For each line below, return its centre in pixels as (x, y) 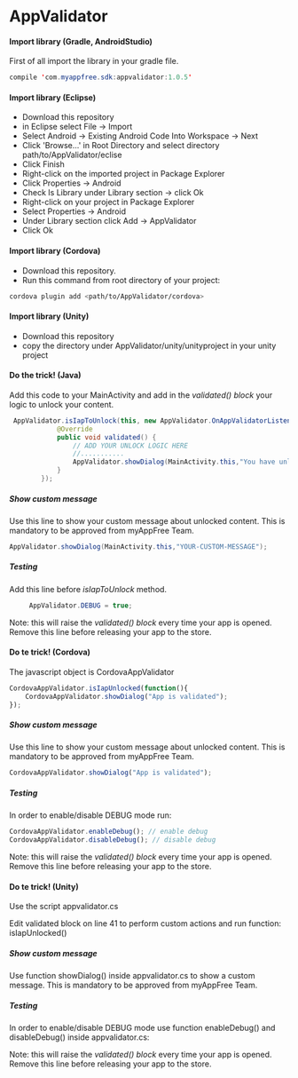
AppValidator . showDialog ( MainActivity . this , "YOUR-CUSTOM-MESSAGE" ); (138, 547)
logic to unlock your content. (62, 404)
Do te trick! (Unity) (44, 886)
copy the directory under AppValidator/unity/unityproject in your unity (149, 345)
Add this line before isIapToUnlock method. (88, 589)
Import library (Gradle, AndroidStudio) (81, 41)
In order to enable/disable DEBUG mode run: (90, 815)
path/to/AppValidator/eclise (72, 155)
